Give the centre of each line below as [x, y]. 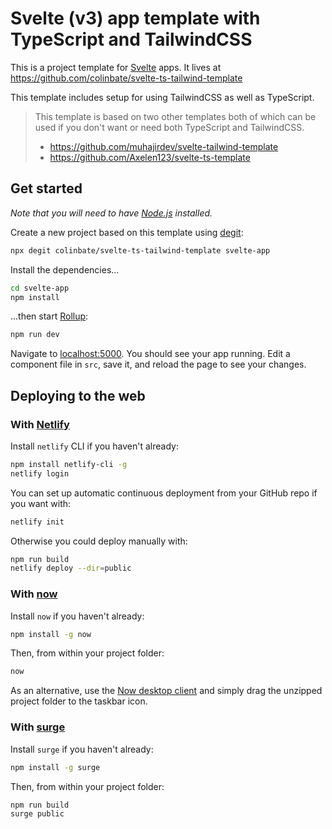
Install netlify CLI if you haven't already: [94, 446]
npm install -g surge [55, 767]
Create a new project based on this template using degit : [127, 232]
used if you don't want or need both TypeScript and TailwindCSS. [169, 127]
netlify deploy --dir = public [71, 568]
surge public [37, 814]
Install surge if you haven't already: [82, 749]
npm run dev [35, 335]
